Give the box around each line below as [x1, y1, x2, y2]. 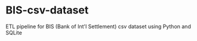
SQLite [5, 29, 22, 36]
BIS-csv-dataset [5, 4, 89, 17]
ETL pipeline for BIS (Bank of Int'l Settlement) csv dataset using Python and [5, 23, 192, 30]
